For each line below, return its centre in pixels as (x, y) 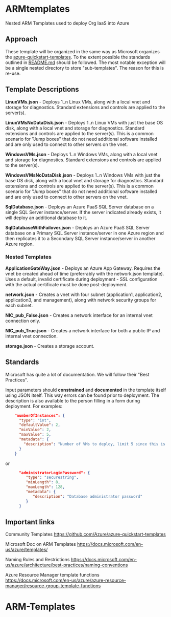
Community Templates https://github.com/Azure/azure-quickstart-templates (86, 534)
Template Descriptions (42, 89)
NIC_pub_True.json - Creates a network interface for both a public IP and (83, 330)
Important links (30, 522)
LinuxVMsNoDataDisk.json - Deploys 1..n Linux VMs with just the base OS (84, 122)
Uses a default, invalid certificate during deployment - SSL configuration (81, 279)
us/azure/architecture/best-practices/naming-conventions (67, 565)
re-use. (13, 73)
